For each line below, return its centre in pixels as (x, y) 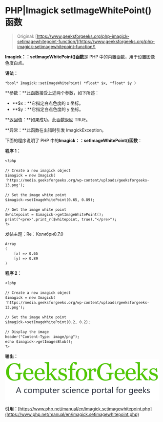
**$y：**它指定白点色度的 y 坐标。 (48, 109)
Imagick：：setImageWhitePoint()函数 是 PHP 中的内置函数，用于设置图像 (80, 57)
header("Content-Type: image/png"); (42, 337)
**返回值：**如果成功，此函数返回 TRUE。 (48, 119)
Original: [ (27, 36)
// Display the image (27, 332)
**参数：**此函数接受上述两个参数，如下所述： (52, 92)
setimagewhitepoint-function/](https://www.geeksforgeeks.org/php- (86, 41)
